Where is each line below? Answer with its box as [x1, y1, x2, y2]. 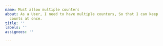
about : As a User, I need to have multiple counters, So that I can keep [5, 12, 159, 16]
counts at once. [9, 16, 42, 21]
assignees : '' [5, 30, 34, 34]
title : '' [5, 20, 25, 26]
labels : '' [5, 25, 27, 30]
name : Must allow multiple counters [5, 7, 80, 12]
